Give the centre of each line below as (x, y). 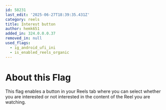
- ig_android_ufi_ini (33, 48)
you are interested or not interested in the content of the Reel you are (78, 97)
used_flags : (18, 43)
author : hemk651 (22, 29)
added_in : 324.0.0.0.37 (31, 33)
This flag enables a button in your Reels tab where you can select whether (83, 91)
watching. (16, 102)
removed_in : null (24, 39)
